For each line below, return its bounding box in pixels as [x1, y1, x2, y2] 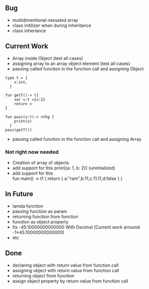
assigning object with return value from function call [12, 267, 119, 273]
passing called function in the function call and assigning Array [12, 136, 142, 142]
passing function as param [12, 208, 67, 214]
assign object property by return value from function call [12, 278, 128, 284]
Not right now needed [5, 148, 59, 155]
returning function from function [12, 213, 78, 220]
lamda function [12, 203, 44, 209]
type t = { [5, 75, 28, 80]
